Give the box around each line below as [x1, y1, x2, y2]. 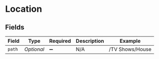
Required [49, 38, 71, 44]
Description [76, 38, 104, 44]
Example [119, 38, 141, 44]
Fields [5, 23, 25, 31]
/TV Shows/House [109, 46, 152, 53]
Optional [24, 46, 45, 53]
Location [5, 3, 42, 15]
